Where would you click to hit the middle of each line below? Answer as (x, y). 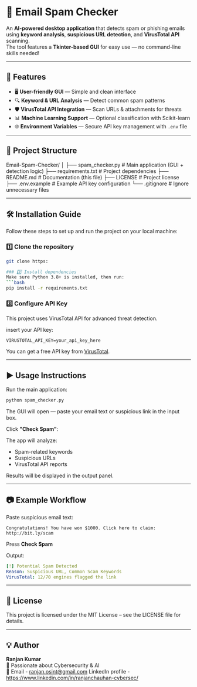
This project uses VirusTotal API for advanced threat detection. (82, 318)
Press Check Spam (29, 544)
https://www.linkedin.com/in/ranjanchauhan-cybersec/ (72, 678)
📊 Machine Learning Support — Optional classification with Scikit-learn (102, 118)
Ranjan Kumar (23, 659)
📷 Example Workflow (46, 500)
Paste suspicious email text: (40, 517)
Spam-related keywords (44, 452)
